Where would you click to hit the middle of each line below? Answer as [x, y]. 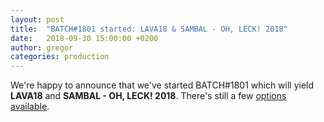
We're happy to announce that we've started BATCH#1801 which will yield [162, 85]
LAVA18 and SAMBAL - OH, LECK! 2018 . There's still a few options [148, 96]
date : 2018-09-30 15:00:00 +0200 [84, 38]
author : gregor [42, 47]
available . [30, 107]
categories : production [60, 57]
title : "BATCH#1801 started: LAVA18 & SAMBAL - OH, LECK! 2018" [149, 29]
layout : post [37, 19]
